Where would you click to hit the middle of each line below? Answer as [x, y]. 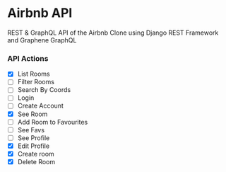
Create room [36, 154]
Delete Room [36, 161]
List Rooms [34, 74]
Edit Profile [34, 146]
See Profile [34, 138]
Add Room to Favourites [53, 122]
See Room [32, 114]
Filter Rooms [36, 82]
